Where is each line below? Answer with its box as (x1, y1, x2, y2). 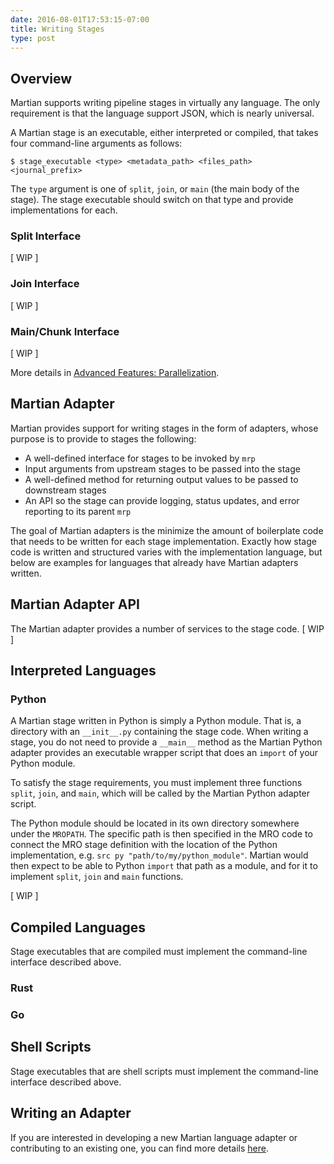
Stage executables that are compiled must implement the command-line (10, 946, 308, 958)
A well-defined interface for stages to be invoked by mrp (24, 452, 256, 464)
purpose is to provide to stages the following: (10, 432, 197, 445)
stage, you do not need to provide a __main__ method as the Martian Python (10, 736, 323, 748)
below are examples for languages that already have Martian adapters (10, 556, 299, 568)
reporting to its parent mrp (24, 505, 132, 517)
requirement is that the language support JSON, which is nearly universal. (10, 107, 315, 120)
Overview (10, 70, 73, 87)
